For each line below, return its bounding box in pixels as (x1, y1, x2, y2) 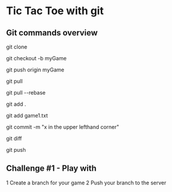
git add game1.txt (6, 112, 48, 119)
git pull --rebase (6, 89, 46, 96)
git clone (6, 43, 28, 50)
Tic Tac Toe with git (6, 4, 104, 18)
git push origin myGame (6, 66, 64, 73)
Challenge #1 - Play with (6, 164, 97, 174)
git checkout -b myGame (6, 55, 67, 61)
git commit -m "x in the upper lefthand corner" (6, 123, 119, 131)
